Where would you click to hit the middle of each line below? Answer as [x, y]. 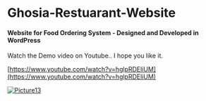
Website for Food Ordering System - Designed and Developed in [103, 32]
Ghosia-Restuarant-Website [92, 13]
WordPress [24, 40]
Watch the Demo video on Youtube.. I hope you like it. [85, 56]
